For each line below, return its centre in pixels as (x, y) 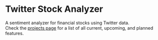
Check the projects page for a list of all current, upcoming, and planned (79, 28)
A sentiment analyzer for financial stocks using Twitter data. (67, 23)
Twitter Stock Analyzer (54, 9)
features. (15, 33)
